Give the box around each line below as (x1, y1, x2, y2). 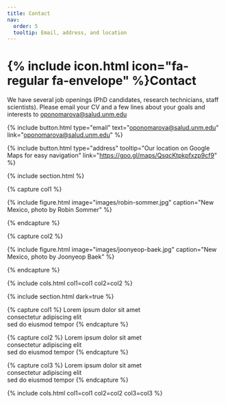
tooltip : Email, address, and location (13, 29, 127, 36)
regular (7, 73, 49, 89)
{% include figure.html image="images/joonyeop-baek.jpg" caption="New (7, 246, 217, 254)
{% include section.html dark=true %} (7, 292, 114, 301)
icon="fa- (131, 59, 190, 74)
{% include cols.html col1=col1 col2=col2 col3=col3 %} (7, 389, 163, 398)
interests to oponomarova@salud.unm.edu (7, 110, 127, 118)
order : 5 (13, 23, 38, 29)
